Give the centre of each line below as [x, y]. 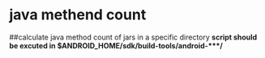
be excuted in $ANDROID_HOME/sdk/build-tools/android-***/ [116, 45]
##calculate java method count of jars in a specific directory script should [133, 37]
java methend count [78, 15]
